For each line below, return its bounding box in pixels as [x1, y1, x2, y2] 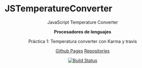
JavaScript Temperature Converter [47, 19, 118, 25]
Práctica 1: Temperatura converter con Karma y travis [28, 38, 137, 44]
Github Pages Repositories [55, 48, 110, 54]
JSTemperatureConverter [4, 3, 112, 14]
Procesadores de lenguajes [53, 29, 112, 34]
